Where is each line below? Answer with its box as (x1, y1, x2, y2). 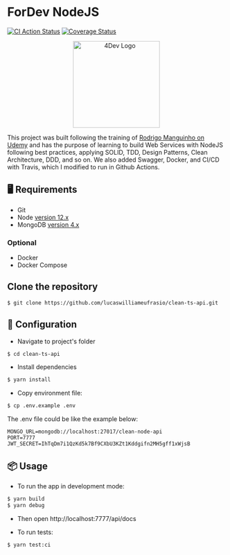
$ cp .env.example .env (7, 402, 76, 409)
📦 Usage (7, 460, 48, 472)
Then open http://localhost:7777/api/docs (17, 514, 136, 522)
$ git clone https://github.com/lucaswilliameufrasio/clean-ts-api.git (7, 299, 218, 306)
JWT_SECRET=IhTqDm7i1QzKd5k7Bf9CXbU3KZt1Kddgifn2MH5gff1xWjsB (7, 441, 191, 447)
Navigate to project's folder (17, 337, 96, 345)
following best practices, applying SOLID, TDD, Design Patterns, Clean (7, 148, 208, 156)
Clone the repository (7, 281, 98, 293)
